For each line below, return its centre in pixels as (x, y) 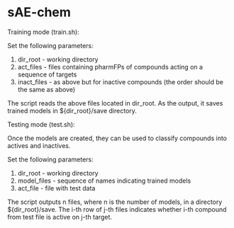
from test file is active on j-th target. (60, 217)
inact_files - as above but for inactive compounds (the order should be (120, 81)
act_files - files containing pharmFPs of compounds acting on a (110, 67)
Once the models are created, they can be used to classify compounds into (117, 138)
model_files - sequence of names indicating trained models (104, 181)
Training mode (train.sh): (43, 32)
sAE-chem (39, 12)
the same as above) (46, 89)
